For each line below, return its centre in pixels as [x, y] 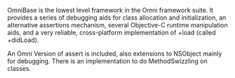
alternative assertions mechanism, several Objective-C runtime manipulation [117, 25]
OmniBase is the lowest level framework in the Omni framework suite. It [110, 10]
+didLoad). [23, 40]
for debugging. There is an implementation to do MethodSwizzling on [108, 61]
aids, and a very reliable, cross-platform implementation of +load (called [112, 32]
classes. [19, 69]
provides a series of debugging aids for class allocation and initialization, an [117, 18]
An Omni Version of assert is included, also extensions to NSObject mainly [115, 53]
